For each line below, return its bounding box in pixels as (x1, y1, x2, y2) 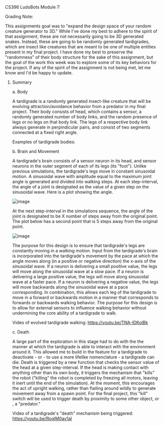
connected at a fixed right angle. (12, 130, 78, 135)
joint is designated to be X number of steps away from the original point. (12, 213, 158, 219)
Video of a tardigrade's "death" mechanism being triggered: (12, 410, 134, 416)
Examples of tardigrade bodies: (12, 139, 76, 145)
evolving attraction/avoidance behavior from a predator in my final (12, 104, 146, 109)
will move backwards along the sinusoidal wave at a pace (12, 284, 128, 290)
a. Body (12, 89, 28, 94)
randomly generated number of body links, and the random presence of (12, 114, 158, 119)
